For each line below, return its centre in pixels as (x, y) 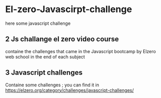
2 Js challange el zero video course (62, 39)
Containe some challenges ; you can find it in (52, 85)
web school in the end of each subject (45, 57)
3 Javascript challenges (44, 72)
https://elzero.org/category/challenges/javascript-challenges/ (70, 90)
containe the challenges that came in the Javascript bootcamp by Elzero (80, 51)
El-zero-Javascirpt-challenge (69, 9)
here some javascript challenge (38, 23)
